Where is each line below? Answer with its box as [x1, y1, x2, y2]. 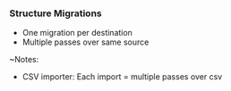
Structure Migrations [9, 7, 102, 20]
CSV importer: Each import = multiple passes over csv [21, 71, 223, 82]
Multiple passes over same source [21, 37, 150, 47]
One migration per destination [21, 28, 133, 38]
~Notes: [9, 54, 39, 65]
